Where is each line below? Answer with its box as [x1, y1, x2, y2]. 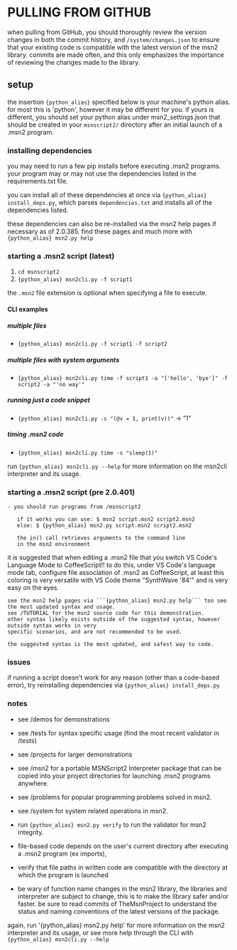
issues [7, 658, 31, 667]
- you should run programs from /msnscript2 [7, 503, 141, 511]
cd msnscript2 [17, 268, 60, 276]
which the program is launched [17, 870, 109, 879]
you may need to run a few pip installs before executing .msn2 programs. [7, 162, 221, 171]
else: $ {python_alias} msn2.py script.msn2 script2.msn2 [16, 522, 192, 529]
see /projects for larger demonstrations [17, 750, 133, 759]
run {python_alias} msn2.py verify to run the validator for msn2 [17, 820, 207, 829]
